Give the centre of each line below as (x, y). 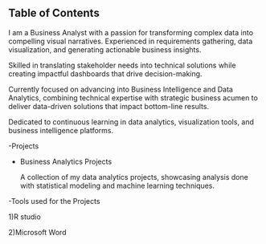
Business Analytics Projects (66, 161)
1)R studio (25, 217)
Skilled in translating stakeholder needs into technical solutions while (122, 65)
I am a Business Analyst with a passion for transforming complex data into (131, 32)
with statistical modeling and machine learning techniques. (117, 185)
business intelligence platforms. (61, 130)
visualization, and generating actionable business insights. (105, 49)
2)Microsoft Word (37, 232)
